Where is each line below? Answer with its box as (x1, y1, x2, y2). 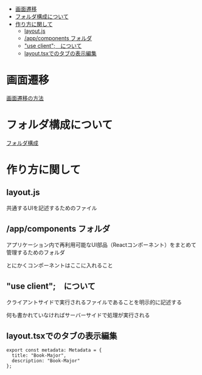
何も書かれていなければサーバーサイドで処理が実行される (6, 311, 150, 318)
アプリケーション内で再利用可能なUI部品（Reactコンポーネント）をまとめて (6, 241, 197, 248)
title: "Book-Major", (12, 353, 67, 359)
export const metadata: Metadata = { (6, 347, 102, 354)
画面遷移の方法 (6, 94, 44, 101)
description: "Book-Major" (12, 358, 80, 364)
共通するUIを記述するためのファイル (6, 204, 97, 212)
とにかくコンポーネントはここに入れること (6, 261, 113, 269)
